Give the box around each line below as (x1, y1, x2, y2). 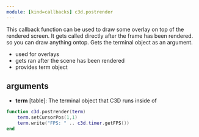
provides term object (15, 63, 68, 71)
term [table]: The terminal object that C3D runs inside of (15, 97, 157, 104)
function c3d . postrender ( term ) (6, 109, 86, 115)
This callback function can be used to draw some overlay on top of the (6, 26, 184, 33)
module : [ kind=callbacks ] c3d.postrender (6, 9, 114, 15)
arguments (6, 81, 49, 91)
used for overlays (15, 50, 60, 58)
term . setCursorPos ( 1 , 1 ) (17, 114, 78, 121)
